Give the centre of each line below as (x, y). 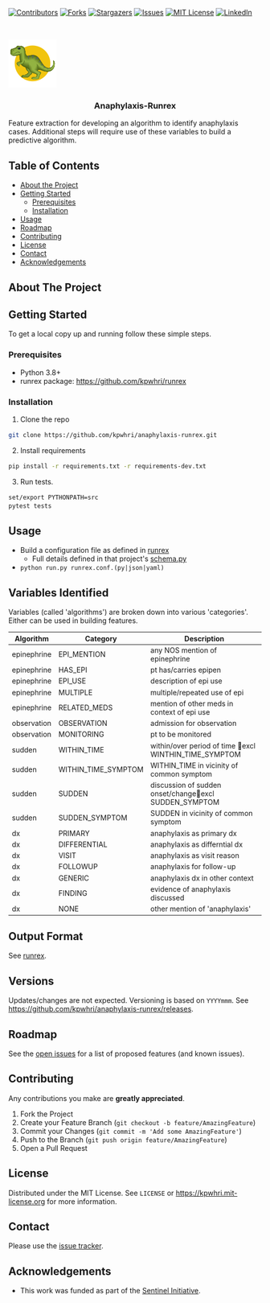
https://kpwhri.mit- (207, 1193)
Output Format (46, 936)
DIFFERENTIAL (83, 844)
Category (101, 638)
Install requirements (53, 450)
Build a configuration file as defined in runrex (94, 550)
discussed (167, 897)
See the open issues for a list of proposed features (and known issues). (127, 1054)
